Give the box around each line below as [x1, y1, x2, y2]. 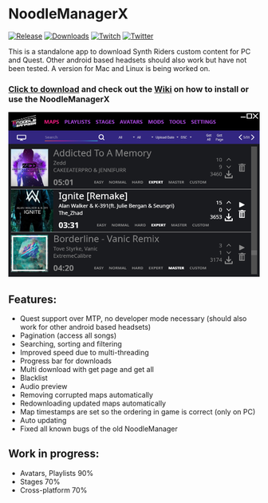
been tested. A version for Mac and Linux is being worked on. [8, 63, 211, 73]
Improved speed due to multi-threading [19, 348, 149, 358]
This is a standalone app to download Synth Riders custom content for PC [8, 46, 251, 56]
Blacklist [19, 373, 48, 383]
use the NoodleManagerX [8, 93, 110, 105]
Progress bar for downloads [19, 356, 112, 366]
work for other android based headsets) [19, 323, 152, 332]
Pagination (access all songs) [19, 331, 117, 340]
